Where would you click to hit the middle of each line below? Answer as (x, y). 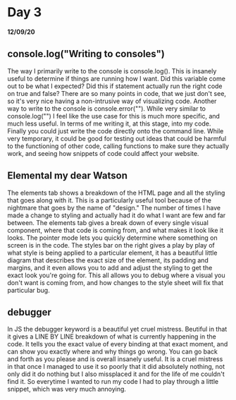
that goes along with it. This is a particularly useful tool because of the (109, 200)
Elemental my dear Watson (68, 176)
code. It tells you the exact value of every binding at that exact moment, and (118, 344)
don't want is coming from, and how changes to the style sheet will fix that (116, 282)
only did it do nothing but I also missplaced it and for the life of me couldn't (116, 374)
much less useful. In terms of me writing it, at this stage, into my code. (109, 123)
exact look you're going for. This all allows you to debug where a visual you (116, 275)
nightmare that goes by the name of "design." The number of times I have (114, 207)
